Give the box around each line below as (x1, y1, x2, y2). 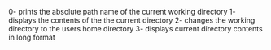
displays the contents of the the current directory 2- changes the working (8, 15, 256, 25)
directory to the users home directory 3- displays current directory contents (8, 24, 263, 33)
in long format (8, 32, 55, 42)
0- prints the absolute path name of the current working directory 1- (8, 7, 236, 16)
